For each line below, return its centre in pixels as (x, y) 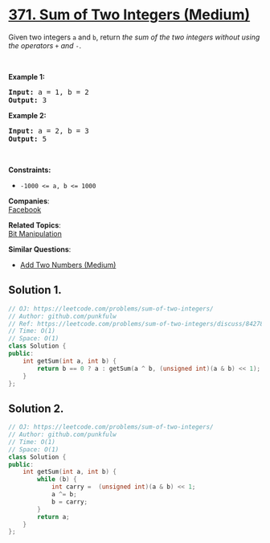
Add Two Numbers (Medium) (68, 265)
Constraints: (30, 170)
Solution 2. (36, 408)
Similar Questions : (40, 249)
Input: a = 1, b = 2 (49, 92)
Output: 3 (27, 100)
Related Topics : (35, 225)
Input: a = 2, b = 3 (49, 131)
